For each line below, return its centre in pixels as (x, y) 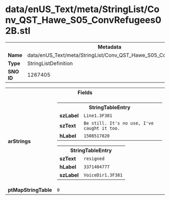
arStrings (19, 141)
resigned (94, 158)
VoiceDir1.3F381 (103, 175)
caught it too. (102, 128)
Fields (85, 92)
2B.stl (18, 31)
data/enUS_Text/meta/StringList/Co (82, 9)
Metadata (110, 47)
